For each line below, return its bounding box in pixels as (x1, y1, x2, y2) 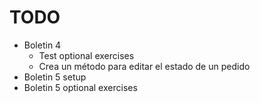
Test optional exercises (38, 49, 135, 61)
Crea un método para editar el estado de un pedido (38, 60, 251, 72)
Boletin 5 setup (23, 71, 87, 83)
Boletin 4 (23, 39, 62, 51)
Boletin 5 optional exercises (23, 81, 138, 93)
